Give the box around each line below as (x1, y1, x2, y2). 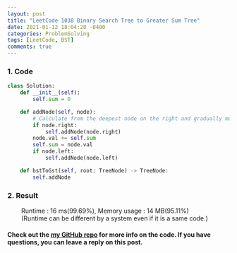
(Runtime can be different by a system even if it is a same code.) (20, 213, 208, 223)
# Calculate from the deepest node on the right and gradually (32, 114, 222, 122)
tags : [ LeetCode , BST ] (7, 37, 74, 44)
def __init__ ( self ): (20, 89, 80, 96)
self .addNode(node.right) (44, 128, 121, 135)
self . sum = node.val (32, 141, 93, 148)
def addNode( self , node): (20, 108, 97, 115)
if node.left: (32, 148, 74, 155)
